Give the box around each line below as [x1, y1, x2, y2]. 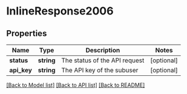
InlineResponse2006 [6, 4, 114, 18]
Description [85, 46, 120, 54]
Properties [6, 28, 47, 39]
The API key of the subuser [61, 66, 139, 74]
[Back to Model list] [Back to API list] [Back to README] [6, 81, 145, 89]
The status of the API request [61, 56, 145, 64]
